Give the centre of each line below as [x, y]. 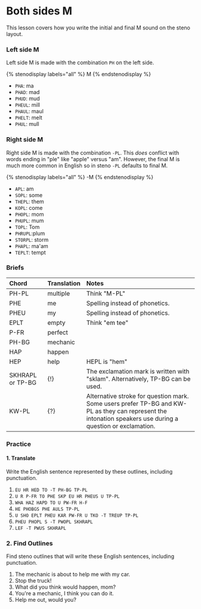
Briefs [15, 268]
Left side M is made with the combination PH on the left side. [80, 63]
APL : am [24, 189]
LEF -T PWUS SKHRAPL [40, 528]
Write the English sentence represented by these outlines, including [89, 471]
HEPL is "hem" [107, 361]
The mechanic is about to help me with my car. [72, 574]
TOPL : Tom [27, 227]
